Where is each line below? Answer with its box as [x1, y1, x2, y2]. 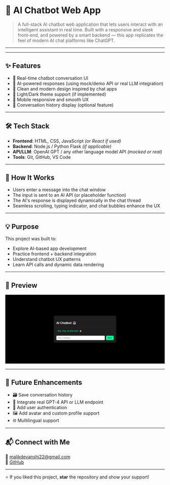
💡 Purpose [5, 222, 39, 231]
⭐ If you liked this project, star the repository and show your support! [5, 474, 149, 480]
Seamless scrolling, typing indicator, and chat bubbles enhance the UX [12, 203, 160, 209]
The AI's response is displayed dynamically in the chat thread [12, 197, 141, 204]
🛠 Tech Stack [5, 122, 50, 130]
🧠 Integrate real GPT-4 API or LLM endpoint [12, 399, 104, 405]
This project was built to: [5, 236, 57, 242]
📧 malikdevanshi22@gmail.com [5, 454, 71, 460]
